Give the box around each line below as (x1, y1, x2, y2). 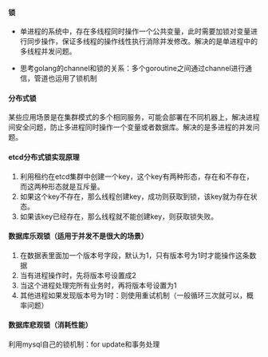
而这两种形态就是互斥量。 (19, 181, 104, 191)
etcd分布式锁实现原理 (8, 153, 80, 161)
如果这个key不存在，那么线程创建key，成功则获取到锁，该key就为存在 (19, 192, 251, 201)
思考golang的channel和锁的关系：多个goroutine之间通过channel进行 (19, 64, 246, 73)
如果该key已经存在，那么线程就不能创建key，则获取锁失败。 (19, 212, 219, 221)
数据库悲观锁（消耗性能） (8, 320, 93, 330)
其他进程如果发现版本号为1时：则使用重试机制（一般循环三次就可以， (19, 290, 247, 299)
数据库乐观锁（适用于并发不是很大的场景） (8, 232, 148, 241)
